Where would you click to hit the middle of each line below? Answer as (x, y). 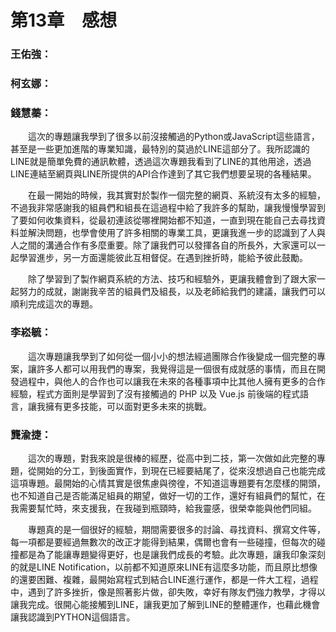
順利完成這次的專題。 (54, 304)
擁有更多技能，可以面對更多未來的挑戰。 (128, 406)
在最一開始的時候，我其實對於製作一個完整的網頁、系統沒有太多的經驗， (177, 195)
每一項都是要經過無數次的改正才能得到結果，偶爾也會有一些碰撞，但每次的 (163, 542)
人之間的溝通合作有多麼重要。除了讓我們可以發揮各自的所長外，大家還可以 (163, 245)
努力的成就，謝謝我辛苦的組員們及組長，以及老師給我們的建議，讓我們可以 (172, 292)
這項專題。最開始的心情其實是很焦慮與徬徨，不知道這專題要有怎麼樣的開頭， (168, 483)
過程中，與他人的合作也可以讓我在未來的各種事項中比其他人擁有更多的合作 (172, 381)
